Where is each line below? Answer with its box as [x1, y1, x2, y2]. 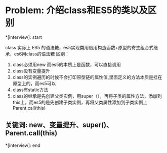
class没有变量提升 [12, 67, 51, 73]
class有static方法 [12, 87, 49, 93]
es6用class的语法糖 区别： [14, 51, 70, 57]
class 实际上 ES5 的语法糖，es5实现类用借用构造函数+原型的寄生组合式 [5, 44, 154, 50]
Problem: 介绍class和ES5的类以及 [5, 5, 148, 16]
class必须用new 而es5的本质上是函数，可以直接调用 [12, 61, 121, 67]
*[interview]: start [5, 34, 42, 40]
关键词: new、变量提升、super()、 [5, 121, 113, 129]
